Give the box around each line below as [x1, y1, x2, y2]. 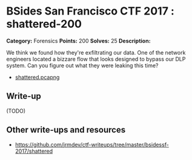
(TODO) [6, 107, 26, 115]
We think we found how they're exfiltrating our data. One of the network [6, 48, 186, 56]
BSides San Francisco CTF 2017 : [6, 4, 174, 18]
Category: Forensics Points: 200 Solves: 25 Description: [6, 37, 151, 44]
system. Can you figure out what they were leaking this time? [6, 62, 159, 69]
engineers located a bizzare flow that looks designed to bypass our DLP [6, 55, 186, 62]
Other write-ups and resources [6, 125, 126, 135]
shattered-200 [6, 17, 82, 31]
